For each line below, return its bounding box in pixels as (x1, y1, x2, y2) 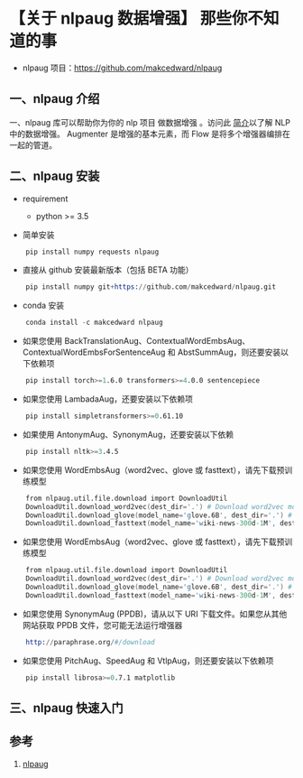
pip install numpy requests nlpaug (25, 247, 160, 256)
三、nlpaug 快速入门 (9, 700, 124, 716)
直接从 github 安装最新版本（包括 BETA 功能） (22, 264, 194, 275)
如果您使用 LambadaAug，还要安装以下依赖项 (22, 394, 194, 404)
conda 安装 (22, 300, 65, 311)
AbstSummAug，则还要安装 (177, 347, 281, 357)
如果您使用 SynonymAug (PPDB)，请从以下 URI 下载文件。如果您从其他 (22, 608, 288, 619)
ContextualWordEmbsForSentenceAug (22, 347, 166, 357)
